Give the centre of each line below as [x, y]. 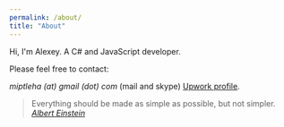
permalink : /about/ [46, 17]
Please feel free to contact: [59, 69]
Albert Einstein [58, 113]
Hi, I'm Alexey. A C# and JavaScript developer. [95, 51]
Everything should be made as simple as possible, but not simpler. [153, 103]
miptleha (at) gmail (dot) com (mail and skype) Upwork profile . [125, 86]
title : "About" [38, 26]
